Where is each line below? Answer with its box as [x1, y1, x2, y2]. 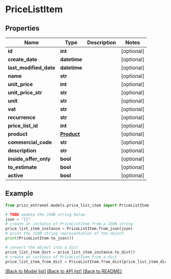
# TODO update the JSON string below [5, 212, 85, 217]
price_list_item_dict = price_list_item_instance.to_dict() [5, 249, 136, 255]
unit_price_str [8, 89, 42, 96]
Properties [5, 24, 40, 33]
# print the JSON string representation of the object [5, 231, 124, 236]
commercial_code [8, 139, 52, 146]
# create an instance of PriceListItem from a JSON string [5, 221, 133, 226]
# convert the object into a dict [5, 245, 79, 250]
